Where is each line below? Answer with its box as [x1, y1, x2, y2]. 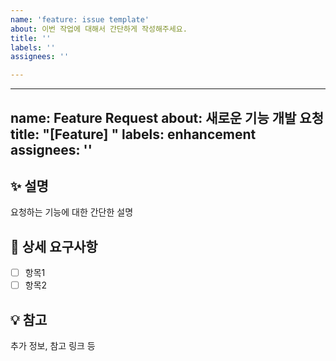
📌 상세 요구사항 [10, 238, 98, 255]
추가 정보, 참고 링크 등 [10, 340, 96, 352]
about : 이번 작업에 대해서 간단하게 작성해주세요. [10, 24, 188, 34]
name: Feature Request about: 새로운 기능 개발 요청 [10, 109, 324, 126]
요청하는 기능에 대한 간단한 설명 [10, 206, 134, 218]
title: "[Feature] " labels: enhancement [10, 126, 257, 143]
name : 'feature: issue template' [10, 14, 150, 25]
